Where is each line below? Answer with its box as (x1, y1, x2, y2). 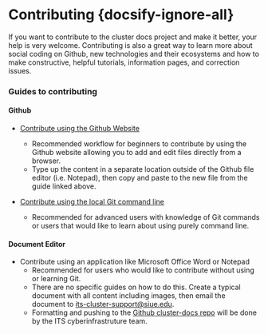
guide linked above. (31, 181, 97, 191)
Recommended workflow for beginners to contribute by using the (31, 139, 247, 149)
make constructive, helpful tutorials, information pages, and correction (8, 58, 240, 67)
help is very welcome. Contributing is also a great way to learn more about (8, 40, 253, 50)
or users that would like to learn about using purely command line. (31, 221, 250, 231)
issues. (8, 66, 32, 75)
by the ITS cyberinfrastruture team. (31, 316, 148, 326)
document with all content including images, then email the (31, 291, 226, 300)
